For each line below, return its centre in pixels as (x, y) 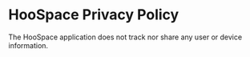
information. (28, 45)
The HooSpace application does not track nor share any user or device (125, 37)
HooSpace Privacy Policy (94, 15)
